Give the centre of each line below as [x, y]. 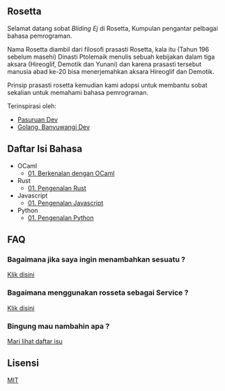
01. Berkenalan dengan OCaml [71, 173]
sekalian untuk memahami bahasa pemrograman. [78, 92]
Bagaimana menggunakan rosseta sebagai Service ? [98, 293]
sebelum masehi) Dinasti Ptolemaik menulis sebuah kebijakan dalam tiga [111, 57]
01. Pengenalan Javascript [65, 202]
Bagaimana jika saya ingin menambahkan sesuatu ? [96, 259]
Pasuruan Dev [37, 119]
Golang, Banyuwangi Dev [54, 127]
